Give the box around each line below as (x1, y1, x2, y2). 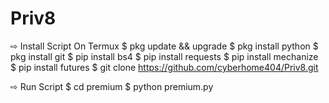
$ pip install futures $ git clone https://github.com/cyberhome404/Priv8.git (10, 61, 319, 73)
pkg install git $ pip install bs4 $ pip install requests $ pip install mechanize (10, 50, 319, 62)
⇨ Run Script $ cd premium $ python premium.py (10, 80, 214, 92)
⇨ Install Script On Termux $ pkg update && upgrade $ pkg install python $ (10, 40, 319, 52)
